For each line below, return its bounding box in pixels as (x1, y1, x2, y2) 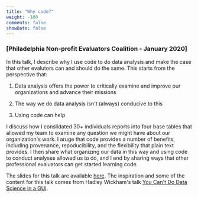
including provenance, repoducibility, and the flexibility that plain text (6, 141, 174, 148)
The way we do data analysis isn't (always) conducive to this (14, 100, 163, 107)
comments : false (6, 20, 46, 25)
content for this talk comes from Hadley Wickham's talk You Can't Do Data (6, 178, 187, 185)
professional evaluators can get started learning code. (6, 160, 138, 167)
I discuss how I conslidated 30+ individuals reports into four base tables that (6, 122, 192, 130)
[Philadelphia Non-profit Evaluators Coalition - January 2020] (6, 45, 187, 53)
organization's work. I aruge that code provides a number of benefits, (6, 135, 176, 143)
